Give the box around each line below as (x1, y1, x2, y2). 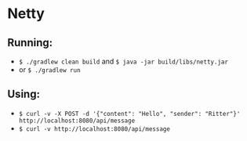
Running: (7, 36, 53, 49)
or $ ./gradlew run (18, 65, 81, 74)
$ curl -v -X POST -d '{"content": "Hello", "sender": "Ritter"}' (18, 110, 241, 117)
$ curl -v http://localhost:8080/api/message (18, 125, 170, 133)
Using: (7, 88, 41, 101)
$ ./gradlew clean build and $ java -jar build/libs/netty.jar (18, 56, 229, 66)
